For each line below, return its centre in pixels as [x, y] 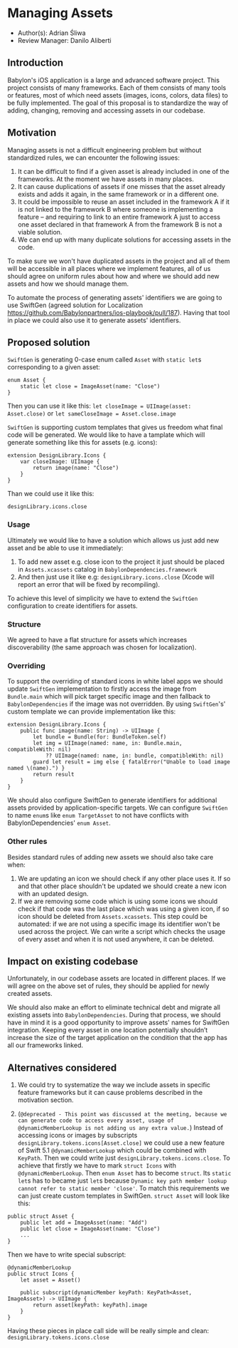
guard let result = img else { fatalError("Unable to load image [132, 762]
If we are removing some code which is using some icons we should [118, 901]
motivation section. [45, 1100]
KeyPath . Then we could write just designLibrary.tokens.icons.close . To [124, 1158]
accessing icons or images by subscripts [77, 1136]
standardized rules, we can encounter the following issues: [93, 158]
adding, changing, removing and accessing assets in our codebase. [107, 110]
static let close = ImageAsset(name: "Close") [90, 386]
